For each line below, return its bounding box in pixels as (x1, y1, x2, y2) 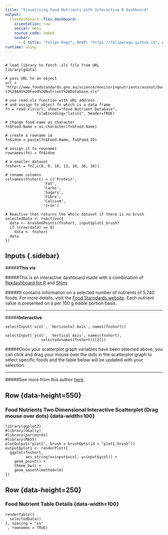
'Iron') (43, 203, 59, 208)
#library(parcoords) (5, 433, 48, 438)
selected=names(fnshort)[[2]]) (40, 338, 106, 343)
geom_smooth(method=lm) (14, 468, 64, 473)
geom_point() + (14, 459, 46, 464)
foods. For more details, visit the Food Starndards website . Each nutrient (5, 295, 154, 301)
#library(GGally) (5, 428, 41, 433)
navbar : (14, 36, 30, 41)
